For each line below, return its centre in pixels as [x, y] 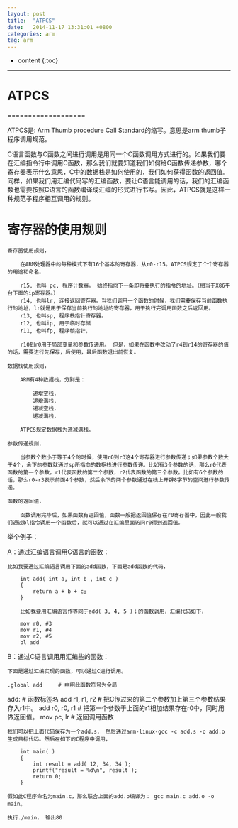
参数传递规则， [26, 444]
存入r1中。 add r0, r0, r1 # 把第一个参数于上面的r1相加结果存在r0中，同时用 [116, 708]
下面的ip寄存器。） [35, 293]
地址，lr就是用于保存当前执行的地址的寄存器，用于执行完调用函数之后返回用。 [116, 308]
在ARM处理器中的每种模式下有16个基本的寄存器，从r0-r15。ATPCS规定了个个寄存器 [124, 264]
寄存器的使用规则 [57, 230]
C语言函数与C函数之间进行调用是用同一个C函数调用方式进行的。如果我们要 [117, 154]
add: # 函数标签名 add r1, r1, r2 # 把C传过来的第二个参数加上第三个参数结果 [117, 699]
